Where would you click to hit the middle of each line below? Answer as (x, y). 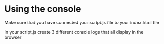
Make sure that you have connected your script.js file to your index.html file (82, 22)
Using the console (43, 9)
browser (13, 37)
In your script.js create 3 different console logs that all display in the (74, 32)
